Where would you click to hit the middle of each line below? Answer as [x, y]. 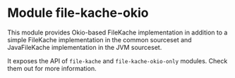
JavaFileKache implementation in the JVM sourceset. [85, 47]
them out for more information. [52, 68]
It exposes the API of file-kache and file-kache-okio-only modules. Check [117, 60]
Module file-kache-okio [78, 13]
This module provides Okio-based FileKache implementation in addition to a [117, 32]
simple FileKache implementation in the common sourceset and [100, 39]
